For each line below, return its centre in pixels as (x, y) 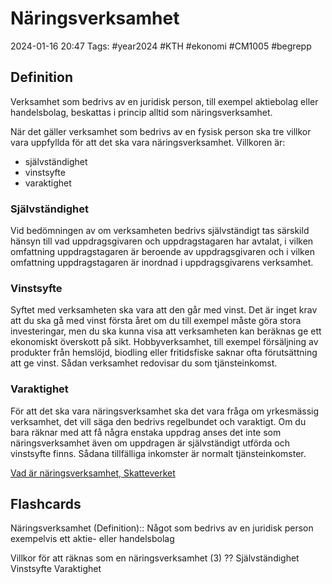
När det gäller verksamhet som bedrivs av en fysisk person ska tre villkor (161, 131)
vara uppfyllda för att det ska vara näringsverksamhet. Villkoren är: (148, 142)
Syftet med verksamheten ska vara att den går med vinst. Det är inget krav (164, 310)
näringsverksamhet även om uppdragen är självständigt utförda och (150, 443)
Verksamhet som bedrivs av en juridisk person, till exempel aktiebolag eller (164, 101)
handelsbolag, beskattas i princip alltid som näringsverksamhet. (141, 112)
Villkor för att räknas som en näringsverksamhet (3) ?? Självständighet (155, 558)
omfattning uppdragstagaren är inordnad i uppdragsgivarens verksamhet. (162, 263)
